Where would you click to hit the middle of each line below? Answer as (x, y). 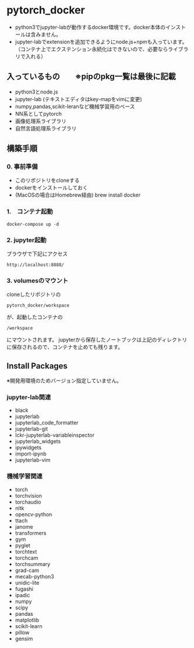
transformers (31, 533)
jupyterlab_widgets (38, 442)
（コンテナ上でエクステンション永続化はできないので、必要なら (91, 49)
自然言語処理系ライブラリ (46, 128)
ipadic (22, 595)
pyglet (23, 545)
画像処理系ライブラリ (40, 121)
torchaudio (28, 502)
